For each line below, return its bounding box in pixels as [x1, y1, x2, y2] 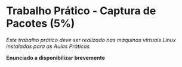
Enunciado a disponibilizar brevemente [6, 54, 106, 61]
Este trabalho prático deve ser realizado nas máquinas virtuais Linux [6, 36, 176, 43]
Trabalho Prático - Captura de [6, 4, 156, 18]
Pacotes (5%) [6, 17, 75, 30]
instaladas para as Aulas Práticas [6, 43, 90, 50]
